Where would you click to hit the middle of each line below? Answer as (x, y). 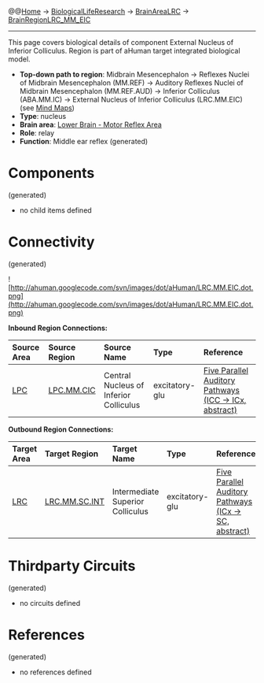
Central (117, 375)
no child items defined (55, 210)
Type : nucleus (43, 116)
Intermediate (136, 492)
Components (51, 173)
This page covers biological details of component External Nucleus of (121, 42)
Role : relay (37, 133)
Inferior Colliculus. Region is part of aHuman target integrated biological (125, 51)
